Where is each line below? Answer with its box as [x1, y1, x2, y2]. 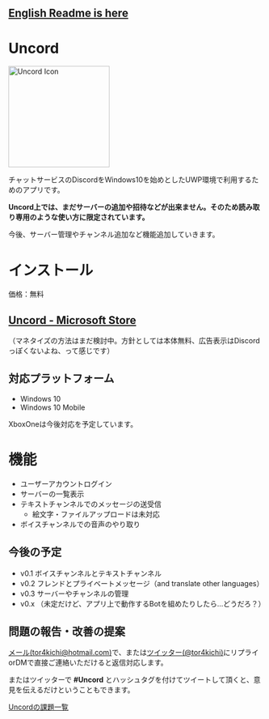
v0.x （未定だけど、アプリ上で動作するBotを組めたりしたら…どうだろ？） [19, 598, 266, 608]
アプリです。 [22, 185, 65, 195]
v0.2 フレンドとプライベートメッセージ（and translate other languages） [19, 578, 264, 588]
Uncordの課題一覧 [8, 702, 69, 712]
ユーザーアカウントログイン [19, 479, 112, 488]
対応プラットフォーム [8, 372, 115, 385]
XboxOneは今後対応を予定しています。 [8, 419, 138, 428]
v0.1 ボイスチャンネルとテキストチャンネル [19, 568, 162, 578]
